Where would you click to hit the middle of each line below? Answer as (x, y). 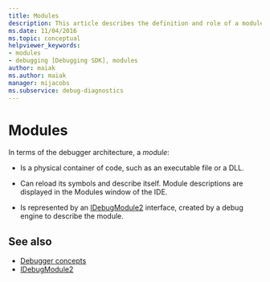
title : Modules (34, 16)
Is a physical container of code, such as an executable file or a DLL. (132, 168)
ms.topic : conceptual (45, 38)
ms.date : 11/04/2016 (43, 31)
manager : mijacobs (39, 83)
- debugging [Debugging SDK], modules (73, 61)
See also (30, 241)
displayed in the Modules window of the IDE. (94, 192)
